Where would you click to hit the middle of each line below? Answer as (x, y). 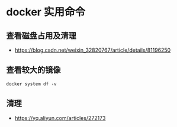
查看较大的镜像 (33, 70)
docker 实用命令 (46, 12)
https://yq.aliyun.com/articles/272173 (60, 118)
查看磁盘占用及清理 (41, 36)
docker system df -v (32, 84)
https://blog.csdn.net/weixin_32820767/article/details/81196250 (93, 50)
